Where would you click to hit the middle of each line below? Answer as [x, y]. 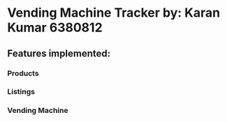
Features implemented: [59, 53]
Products [23, 73]
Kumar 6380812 [55, 28]
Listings [21, 92]
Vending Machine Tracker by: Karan [114, 13]
